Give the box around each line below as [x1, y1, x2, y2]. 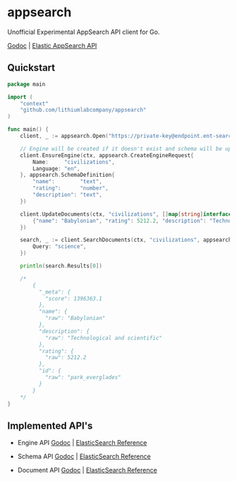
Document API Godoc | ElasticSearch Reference [17, 466, 157, 475]
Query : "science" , [32, 243, 87, 250]
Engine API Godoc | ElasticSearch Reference [17, 439, 147, 447]
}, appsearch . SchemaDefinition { [20, 171, 115, 179]
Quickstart [7, 62, 56, 74]
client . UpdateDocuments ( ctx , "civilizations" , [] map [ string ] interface [20, 210, 232, 218]
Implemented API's [7, 419, 93, 431]
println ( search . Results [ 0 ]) [20, 262, 102, 270]
